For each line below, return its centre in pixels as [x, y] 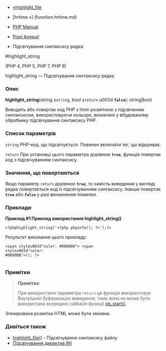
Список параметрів [31, 133]
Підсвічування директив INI [42, 343]
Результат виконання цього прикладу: [46, 237]
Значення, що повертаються [42, 173]
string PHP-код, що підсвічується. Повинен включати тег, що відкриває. [83, 144]
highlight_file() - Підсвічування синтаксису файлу [65, 337]
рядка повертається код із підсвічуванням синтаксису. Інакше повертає [83, 189]
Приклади [18, 208]
